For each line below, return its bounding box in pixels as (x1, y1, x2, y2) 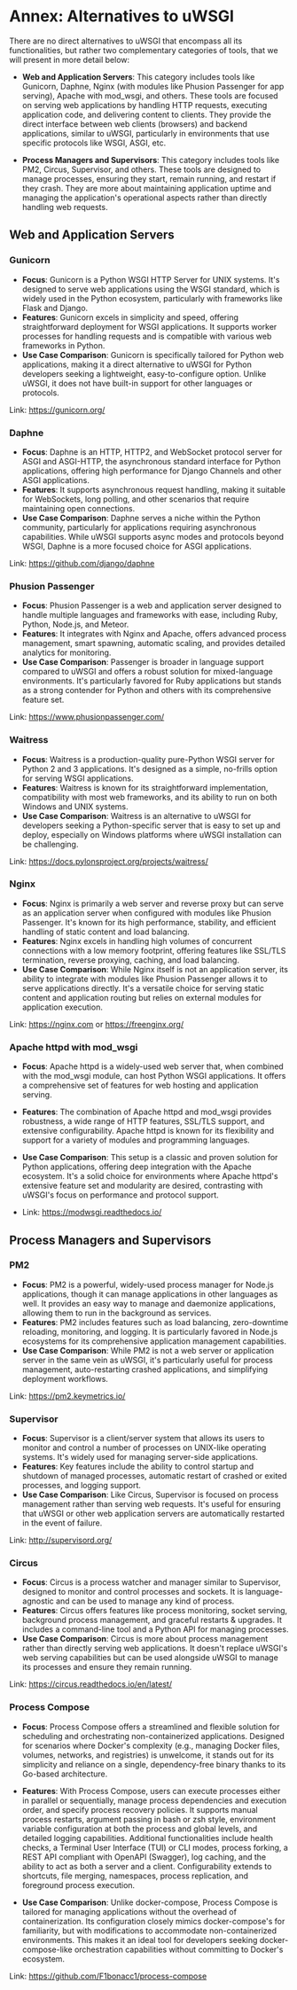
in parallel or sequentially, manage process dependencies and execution (21, 1795, 287, 1806)
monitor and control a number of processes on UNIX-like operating (21, 1442, 267, 1453)
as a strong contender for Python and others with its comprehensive (21, 685, 272, 696)
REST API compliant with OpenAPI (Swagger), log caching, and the (21, 1851, 267, 1862)
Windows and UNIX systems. (21, 800, 129, 812)
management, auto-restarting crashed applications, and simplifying (21, 1363, 269, 1375)
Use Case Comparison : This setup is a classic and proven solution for (21, 1152, 278, 1163)
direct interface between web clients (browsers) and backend (21, 118, 248, 129)
